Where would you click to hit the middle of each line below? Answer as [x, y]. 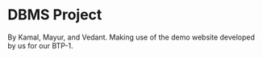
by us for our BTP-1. [40, 45]
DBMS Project [55, 15]
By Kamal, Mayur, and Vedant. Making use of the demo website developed [131, 37]
